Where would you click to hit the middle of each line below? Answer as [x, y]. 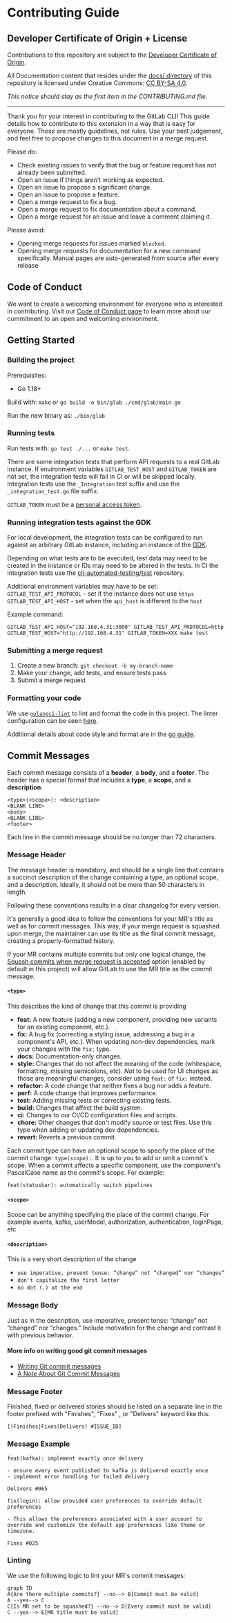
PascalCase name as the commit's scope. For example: [86, 1173]
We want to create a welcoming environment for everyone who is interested [115, 304]
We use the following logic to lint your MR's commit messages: [96, 1575]
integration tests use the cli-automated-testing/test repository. [96, 573]
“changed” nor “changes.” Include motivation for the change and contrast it [114, 1328]
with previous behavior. [40, 1335]
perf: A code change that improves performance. [87, 1093]
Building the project [41, 360]
